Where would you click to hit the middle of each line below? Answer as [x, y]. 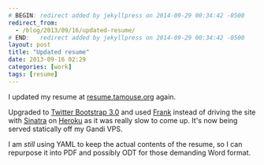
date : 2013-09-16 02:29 [47, 60]
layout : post [30, 45]
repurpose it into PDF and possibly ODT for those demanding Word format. [129, 152]
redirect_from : [33, 23]
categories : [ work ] [40, 67]
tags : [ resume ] [33, 74]
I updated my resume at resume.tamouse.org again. [92, 96]
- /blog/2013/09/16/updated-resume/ [75, 30]
